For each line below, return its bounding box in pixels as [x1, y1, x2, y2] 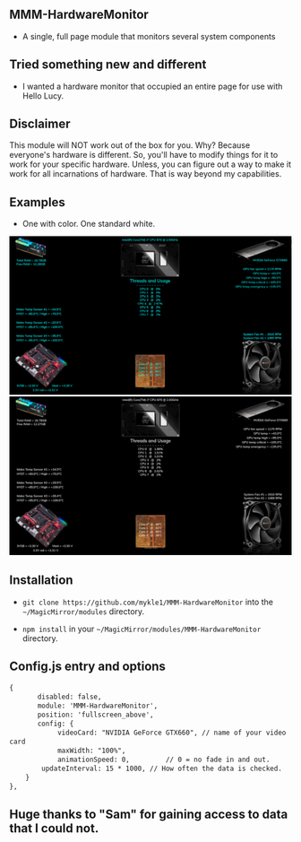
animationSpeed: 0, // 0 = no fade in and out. [56, 755, 271, 765]
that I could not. [9, 820, 99, 836]
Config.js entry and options [9, 658, 166, 673]
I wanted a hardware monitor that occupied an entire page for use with [21, 81, 283, 91]
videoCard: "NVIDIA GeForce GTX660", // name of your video [56, 728, 287, 738]
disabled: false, [37, 692, 102, 702]
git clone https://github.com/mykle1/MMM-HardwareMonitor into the [21, 596, 273, 607]
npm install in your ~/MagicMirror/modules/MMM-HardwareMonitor [21, 623, 262, 634]
